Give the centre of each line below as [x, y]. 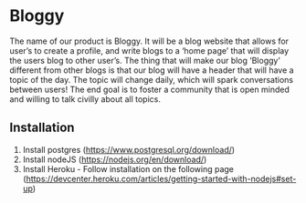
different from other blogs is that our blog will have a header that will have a [152, 70]
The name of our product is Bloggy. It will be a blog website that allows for [149, 41]
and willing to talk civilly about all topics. [85, 99]
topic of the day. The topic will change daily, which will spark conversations [152, 79]
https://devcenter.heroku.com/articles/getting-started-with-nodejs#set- [161, 178]
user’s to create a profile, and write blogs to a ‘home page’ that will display [149, 50]
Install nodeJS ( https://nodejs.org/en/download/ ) [115, 159]
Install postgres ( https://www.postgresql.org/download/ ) [129, 149]
